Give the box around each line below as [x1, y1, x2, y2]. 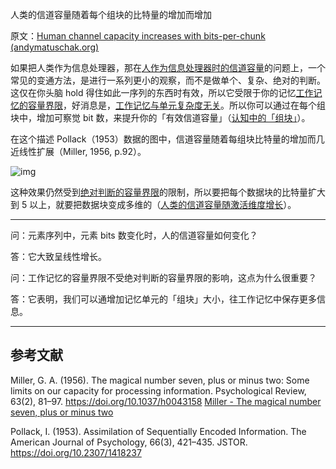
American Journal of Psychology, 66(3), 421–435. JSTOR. [10, 436, 248, 448]
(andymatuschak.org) [10, 41, 100, 53]
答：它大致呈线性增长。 [10, 251, 107, 262]
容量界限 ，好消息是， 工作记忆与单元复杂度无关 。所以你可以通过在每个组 [27, 99, 326, 111]
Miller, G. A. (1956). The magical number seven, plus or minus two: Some [10, 374, 310, 386]
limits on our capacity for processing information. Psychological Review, [10, 384, 307, 397]
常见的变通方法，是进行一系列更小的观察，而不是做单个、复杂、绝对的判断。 [10, 74, 326, 86]
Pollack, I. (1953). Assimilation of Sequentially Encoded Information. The [10, 425, 307, 437]
